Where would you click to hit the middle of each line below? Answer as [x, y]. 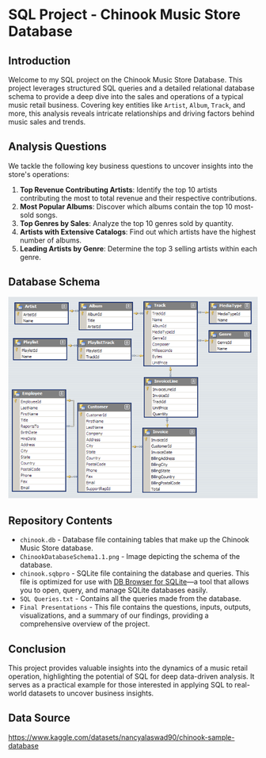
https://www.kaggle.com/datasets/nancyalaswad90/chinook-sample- [122, 737]
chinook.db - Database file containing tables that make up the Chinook [134, 540]
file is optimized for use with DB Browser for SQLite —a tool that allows [134, 582]
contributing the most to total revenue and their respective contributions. [138, 198]
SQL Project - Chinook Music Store [125, 15]
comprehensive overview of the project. [85, 624]
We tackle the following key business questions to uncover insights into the [131, 166]
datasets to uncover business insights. [91, 693]
